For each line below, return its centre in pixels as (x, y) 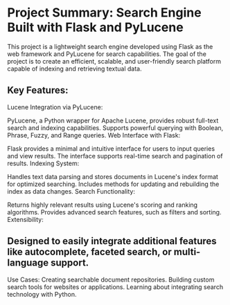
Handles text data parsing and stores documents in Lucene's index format (113, 176)
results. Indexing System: (43, 163)
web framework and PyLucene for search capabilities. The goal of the (107, 54)
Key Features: (38, 90)
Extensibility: (25, 219)
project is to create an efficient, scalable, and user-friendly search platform (114, 61)
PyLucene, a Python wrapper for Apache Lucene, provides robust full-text (113, 120)
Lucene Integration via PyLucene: (55, 107)
